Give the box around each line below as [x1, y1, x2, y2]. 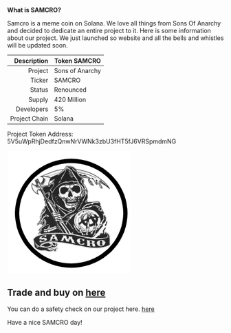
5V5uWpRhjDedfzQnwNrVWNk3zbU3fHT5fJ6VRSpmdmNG [7, 137, 177, 145]
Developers [16, 105, 49, 113]
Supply [28, 95, 49, 103]
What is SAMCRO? [7, 6, 62, 14]
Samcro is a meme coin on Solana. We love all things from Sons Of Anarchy [7, 19, 221, 27]
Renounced [54, 85, 87, 94]
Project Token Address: [7, 130, 74, 138]
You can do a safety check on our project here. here [7, 305, 155, 313]
